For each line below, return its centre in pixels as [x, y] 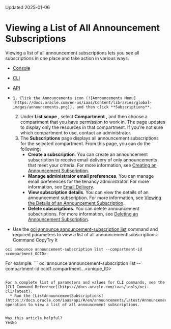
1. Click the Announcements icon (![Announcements [67, 98]
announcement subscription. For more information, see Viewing [95, 198]
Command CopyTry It [35, 240]
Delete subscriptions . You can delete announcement [84, 208]
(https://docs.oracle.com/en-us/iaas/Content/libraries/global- [82, 102]
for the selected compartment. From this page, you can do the [85, 143]
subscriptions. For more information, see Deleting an [83, 214]
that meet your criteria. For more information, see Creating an [92, 165]
